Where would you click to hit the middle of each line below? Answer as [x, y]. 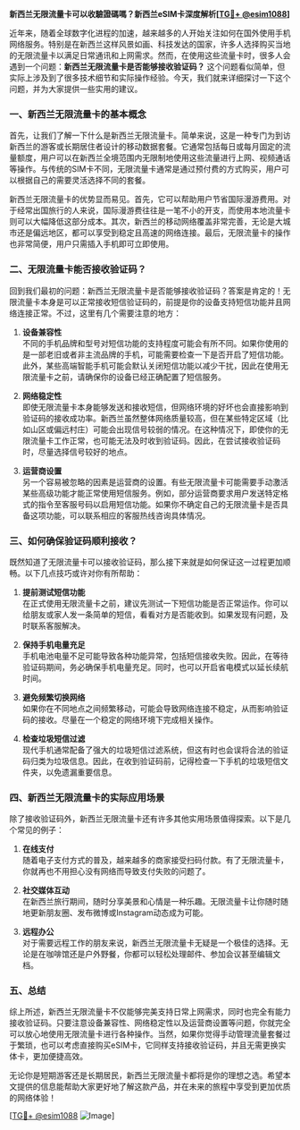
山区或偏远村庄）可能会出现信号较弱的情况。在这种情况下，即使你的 [155, 429]
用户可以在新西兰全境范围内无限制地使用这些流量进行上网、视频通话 [165, 158]
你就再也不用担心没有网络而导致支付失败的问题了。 [116, 871]
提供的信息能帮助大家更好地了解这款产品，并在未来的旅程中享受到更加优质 [154, 1087]
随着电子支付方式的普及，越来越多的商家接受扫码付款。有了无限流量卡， [155, 860]
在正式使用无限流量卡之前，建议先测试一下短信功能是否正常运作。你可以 [155, 603]
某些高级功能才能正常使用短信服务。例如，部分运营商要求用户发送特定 [151, 493]
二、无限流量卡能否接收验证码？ [78, 269]
